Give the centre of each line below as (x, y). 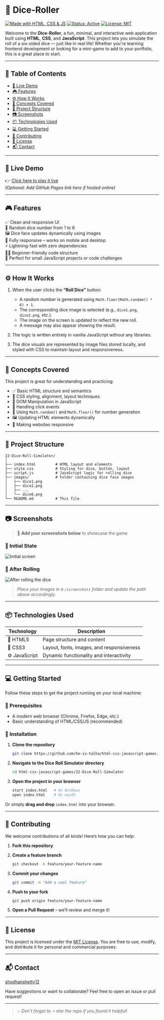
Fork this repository (33, 845)
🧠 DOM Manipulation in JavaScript (47, 402)
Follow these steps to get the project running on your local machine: (73, 693)
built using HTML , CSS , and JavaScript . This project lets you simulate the (79, 38)
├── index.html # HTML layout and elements (59, 464)
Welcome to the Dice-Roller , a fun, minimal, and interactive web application (81, 33)
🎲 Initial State (21, 546)
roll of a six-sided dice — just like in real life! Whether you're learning (74, 43)
